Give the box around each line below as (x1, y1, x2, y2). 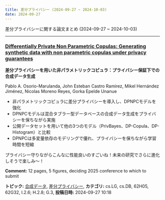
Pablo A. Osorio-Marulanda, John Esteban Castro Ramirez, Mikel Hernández (5, 83, 160, 89)
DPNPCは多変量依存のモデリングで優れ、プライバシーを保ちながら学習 (12, 135, 157, 141)
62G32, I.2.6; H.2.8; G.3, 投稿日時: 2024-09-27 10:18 (5, 189, 112, 195)
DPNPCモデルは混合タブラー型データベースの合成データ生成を (12, 111, 139, 116)
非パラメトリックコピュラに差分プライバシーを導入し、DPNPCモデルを (12, 98, 156, 104)
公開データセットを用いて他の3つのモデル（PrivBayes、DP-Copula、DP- (12, 123, 160, 129)
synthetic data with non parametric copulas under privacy (5, 49, 147, 56)
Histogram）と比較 (12, 129, 51, 135)
